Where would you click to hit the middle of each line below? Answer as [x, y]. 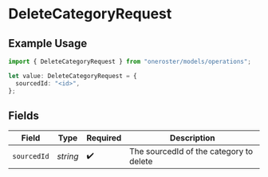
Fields [24, 115]
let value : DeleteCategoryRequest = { [73, 76]
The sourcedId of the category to [191, 151]
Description [193, 138]
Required [104, 138]
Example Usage [48, 43]
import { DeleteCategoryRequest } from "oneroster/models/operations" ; [130, 61]
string [68, 156]
